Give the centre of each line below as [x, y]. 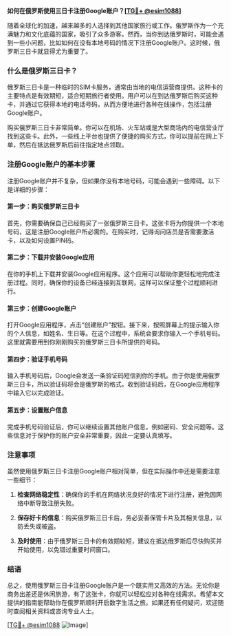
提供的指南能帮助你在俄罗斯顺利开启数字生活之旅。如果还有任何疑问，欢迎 [112, 603]
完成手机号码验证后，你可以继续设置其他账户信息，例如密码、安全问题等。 [112, 427]
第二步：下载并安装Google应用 [51, 257]
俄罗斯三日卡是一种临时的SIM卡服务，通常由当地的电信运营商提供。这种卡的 [115, 87]
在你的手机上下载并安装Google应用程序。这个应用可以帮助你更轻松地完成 [111, 274]
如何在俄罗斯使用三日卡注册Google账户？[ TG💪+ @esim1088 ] [94, 11]
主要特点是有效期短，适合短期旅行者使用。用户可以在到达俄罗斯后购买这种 [112, 96]
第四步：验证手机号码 [37, 359]
